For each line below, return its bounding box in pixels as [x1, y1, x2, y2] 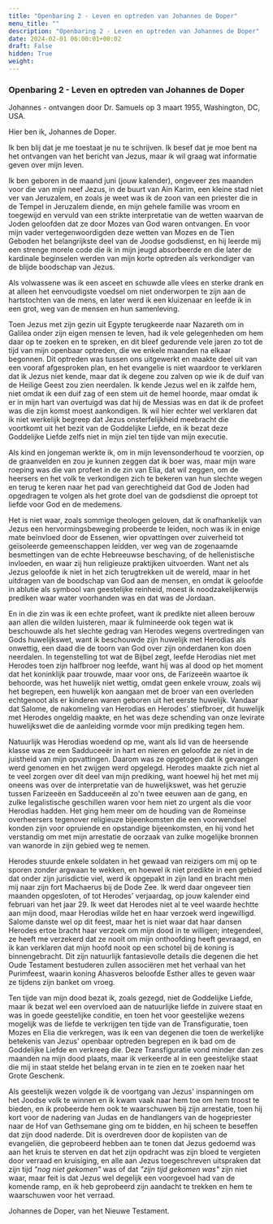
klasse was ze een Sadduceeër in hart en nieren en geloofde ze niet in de [8, 746, 254, 756]
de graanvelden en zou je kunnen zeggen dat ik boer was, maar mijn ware [8, 456, 256, 466]
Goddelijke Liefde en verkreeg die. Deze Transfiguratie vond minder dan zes [8, 1045, 264, 1055]
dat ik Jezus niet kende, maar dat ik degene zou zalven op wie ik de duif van [8, 372, 265, 381]
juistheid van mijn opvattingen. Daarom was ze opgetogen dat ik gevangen [8, 754, 258, 764]
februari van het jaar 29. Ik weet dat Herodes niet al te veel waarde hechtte [8, 899, 259, 909]
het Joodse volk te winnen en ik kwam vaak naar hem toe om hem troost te [8, 1096, 260, 1105]
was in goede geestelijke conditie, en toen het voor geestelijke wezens [8, 1010, 245, 1021]
